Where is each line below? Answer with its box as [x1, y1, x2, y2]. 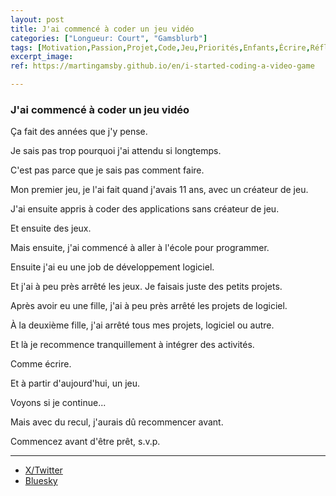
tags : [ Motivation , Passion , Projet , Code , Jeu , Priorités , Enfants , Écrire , [10, 42, 311, 53]
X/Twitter [24, 464, 63, 476]
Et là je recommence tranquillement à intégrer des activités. [10, 339, 255, 351]
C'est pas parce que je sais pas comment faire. [10, 164, 205, 176]
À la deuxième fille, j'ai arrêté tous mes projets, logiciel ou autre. [10, 319, 275, 331]
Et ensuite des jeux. [10, 222, 92, 235]
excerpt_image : [10, 52, 74, 62]
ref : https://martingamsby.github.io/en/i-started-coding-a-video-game [10, 61, 315, 71]
